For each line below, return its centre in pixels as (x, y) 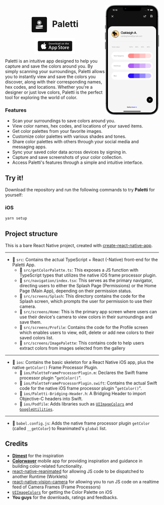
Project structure (31, 234)
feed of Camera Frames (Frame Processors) (56, 487)
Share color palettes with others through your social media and (75, 142)
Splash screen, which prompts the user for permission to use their (86, 302)
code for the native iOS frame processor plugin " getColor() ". (81, 388)
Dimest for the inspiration (38, 455)
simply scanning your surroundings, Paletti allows (55, 71)
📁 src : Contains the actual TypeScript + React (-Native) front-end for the (85, 260)
